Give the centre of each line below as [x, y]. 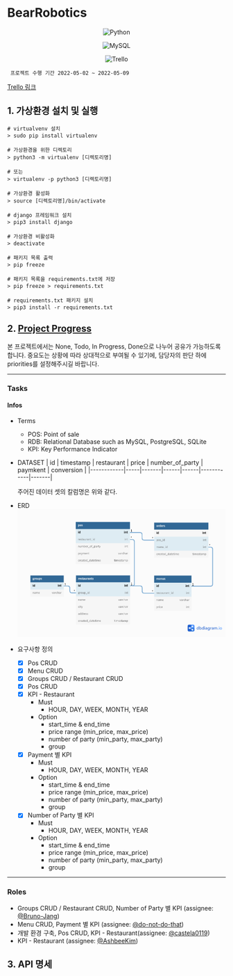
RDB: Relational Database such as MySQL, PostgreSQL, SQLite [117, 441]
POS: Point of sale [53, 434]
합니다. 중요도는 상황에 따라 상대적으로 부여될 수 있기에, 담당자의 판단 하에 [107, 355]
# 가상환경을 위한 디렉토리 [40, 150]
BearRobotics [47, 13]
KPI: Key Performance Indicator [72, 449]
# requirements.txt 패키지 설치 [50, 301]
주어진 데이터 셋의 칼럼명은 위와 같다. [67, 491]
